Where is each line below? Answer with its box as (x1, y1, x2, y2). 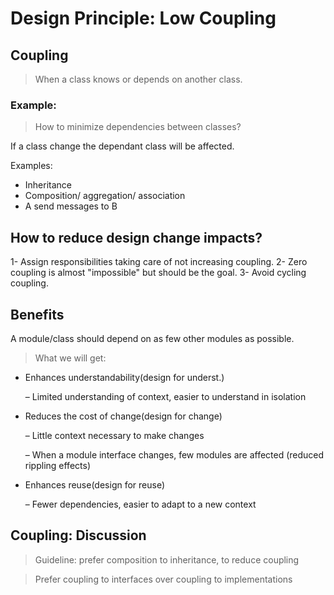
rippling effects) (24, 459, 91, 471)
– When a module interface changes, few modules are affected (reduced (24, 448, 325, 461)
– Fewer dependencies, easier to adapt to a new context (24, 498, 257, 510)
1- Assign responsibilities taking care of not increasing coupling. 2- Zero (10, 256, 308, 268)
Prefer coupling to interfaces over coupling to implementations (34, 573, 293, 585)
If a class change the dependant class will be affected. (10, 140, 235, 152)
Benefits (10, 306, 65, 323)
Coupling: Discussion (10, 527, 147, 544)
